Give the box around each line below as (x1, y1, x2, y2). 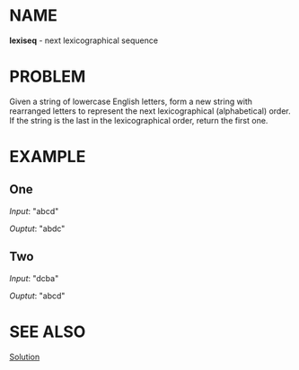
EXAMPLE (9, 147, 86, 167)
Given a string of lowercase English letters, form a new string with (9, 96, 253, 107)
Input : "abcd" (9, 205, 59, 216)
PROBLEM (9, 66, 86, 87)
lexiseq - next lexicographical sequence (9, 35, 159, 46)
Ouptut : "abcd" (9, 290, 66, 301)
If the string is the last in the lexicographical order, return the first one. (9, 115, 268, 125)
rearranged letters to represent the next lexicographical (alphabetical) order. (9, 105, 292, 116)
